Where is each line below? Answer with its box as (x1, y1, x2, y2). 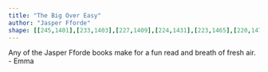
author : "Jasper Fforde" (8, 19, 91, 27)
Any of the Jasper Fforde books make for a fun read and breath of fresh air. (8, 48, 257, 58)
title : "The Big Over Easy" (8, 11, 102, 20)
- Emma (8, 56, 34, 66)
